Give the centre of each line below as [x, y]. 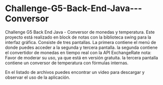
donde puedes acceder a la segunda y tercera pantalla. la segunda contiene [81, 47]
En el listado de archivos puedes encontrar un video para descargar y [75, 72]
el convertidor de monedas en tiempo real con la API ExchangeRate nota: [78, 52]
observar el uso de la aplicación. [38, 77]
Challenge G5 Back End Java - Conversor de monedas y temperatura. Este [80, 32]
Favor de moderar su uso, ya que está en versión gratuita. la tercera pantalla [81, 57]
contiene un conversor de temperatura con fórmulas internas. [67, 63]
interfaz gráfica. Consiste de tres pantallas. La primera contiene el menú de [81, 42]
